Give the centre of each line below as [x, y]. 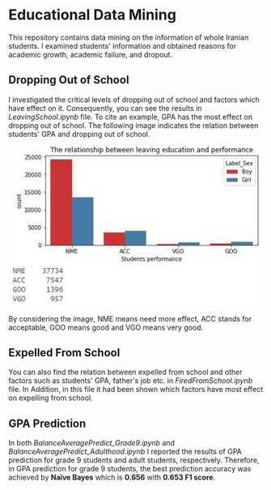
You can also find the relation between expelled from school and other [125, 372]
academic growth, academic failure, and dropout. [90, 54]
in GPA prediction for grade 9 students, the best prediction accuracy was [130, 469]
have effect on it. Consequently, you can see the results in [105, 108]
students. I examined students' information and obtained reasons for [123, 45]
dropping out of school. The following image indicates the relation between [133, 125]
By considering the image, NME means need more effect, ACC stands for [130, 318]
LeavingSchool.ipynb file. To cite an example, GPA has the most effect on [131, 117]
